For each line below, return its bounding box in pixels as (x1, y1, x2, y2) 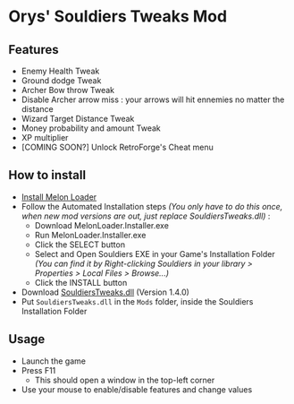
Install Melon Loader (21, 191, 97, 202)
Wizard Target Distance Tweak (21, 114, 135, 124)
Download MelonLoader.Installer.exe (34, 219, 169, 230)
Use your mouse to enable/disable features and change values (21, 383, 253, 395)
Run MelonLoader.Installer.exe (34, 229, 147, 240)
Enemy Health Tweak (21, 65, 100, 76)
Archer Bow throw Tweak (21, 85, 115, 95)
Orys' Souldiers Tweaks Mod (8, 6, 228, 27)
